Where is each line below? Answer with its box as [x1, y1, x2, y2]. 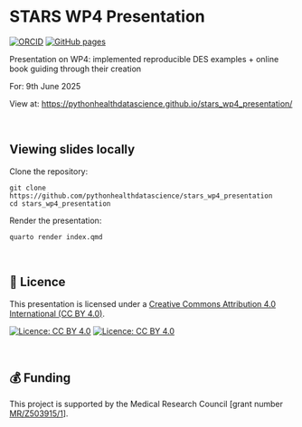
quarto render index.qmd [9, 232, 103, 241]
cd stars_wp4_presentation [9, 199, 111, 209]
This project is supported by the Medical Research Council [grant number [9, 399, 283, 410]
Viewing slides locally [9, 142, 136, 157]
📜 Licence [9, 274, 66, 290]
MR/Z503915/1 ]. [9, 408, 69, 419]
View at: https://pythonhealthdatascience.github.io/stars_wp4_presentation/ [9, 97, 293, 109]
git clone [9, 183, 47, 192]
